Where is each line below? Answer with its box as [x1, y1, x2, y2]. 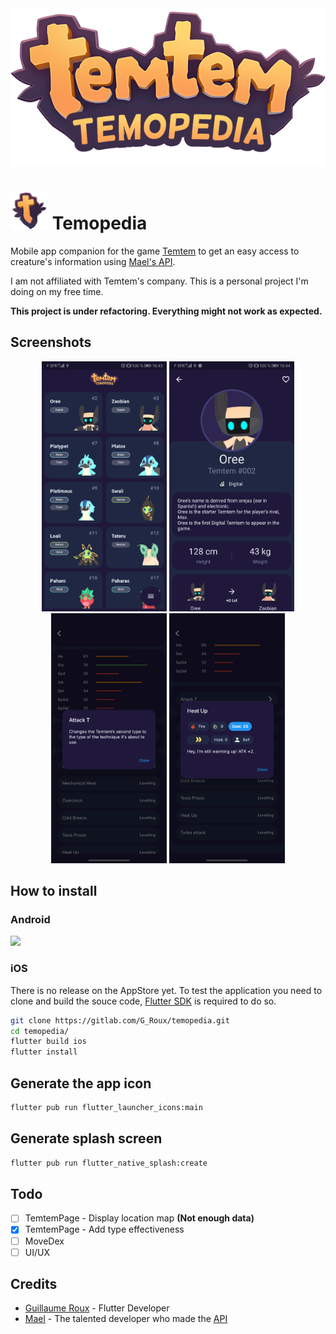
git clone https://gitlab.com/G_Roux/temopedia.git [10, 1015, 230, 1026]
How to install [10, 883, 98, 900]
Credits [10, 1276, 58, 1293]
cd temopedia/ [10, 1026, 70, 1036]
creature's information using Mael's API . [10, 255, 176, 267]
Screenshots [10, 334, 92, 351]
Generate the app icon [10, 1075, 152, 1092]
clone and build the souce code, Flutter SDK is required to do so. [10, 995, 277, 1007]
